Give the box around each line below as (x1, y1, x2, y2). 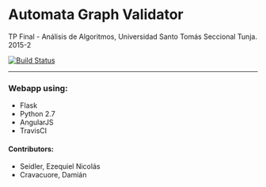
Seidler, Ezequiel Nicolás (19, 162, 101, 171)
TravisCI (19, 126, 47, 135)
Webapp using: (8, 82, 69, 93)
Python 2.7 (19, 109, 55, 119)
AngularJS (19, 117, 54, 128)
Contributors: (8, 144, 54, 154)
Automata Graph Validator (8, 6, 184, 24)
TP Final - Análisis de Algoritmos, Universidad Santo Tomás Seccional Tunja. (8, 32, 257, 41)
